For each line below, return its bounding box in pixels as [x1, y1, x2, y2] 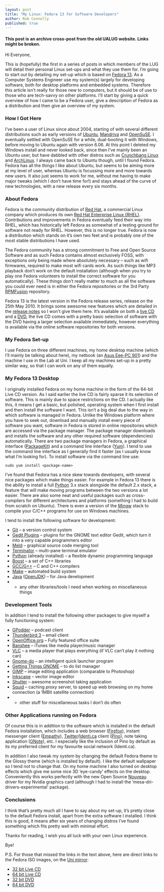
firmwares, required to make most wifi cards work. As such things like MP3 [5, 263, 156, 269]
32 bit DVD [12, 876, 34, 882]
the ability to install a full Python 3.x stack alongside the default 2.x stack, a [5, 482, 157, 488]
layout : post [5, 7, 32, 12]
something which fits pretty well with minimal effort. [5, 823, 109, 829]
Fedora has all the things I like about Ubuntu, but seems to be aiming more [5, 162, 155, 168]
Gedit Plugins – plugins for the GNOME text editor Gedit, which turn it [12, 532, 151, 538]
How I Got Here [5, 115, 41, 122]
